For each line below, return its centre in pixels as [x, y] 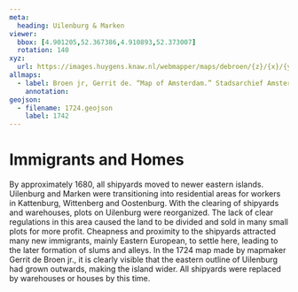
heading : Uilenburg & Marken [71, 26]
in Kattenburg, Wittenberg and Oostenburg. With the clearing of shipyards [144, 204]
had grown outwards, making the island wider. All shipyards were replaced [145, 269]
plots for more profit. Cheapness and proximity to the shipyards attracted [143, 232]
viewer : [24, 34]
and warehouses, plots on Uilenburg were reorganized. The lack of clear [141, 212]
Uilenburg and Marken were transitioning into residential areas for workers [145, 194]
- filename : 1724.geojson [65, 108]
